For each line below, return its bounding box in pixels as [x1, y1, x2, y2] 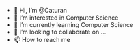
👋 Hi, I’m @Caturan [13, 7, 67, 14]
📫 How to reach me [13, 36, 70, 43]
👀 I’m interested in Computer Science [13, 14, 119, 22]
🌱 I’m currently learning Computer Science [13, 21, 134, 28]
